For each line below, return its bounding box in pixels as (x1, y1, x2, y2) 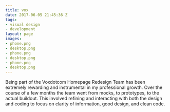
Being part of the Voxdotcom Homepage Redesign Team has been (5, 79, 145, 85)
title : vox (5, 7, 29, 13)
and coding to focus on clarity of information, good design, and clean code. (5, 101, 165, 107)
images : (5, 36, 22, 42)
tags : (5, 17, 17, 22)
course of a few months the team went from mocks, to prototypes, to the (5, 90, 159, 96)
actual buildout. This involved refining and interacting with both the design (5, 96, 163, 102)
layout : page (5, 31, 33, 36)
